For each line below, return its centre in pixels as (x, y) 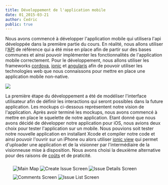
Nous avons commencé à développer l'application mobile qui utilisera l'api (83, 39)
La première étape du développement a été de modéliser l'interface (76, 96)
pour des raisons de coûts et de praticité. (48, 155)
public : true (19, 24)
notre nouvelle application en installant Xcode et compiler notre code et (80, 134)
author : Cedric (21, 19)
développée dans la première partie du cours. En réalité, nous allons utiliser (84, 44)
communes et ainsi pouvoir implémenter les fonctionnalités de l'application (84, 55)
